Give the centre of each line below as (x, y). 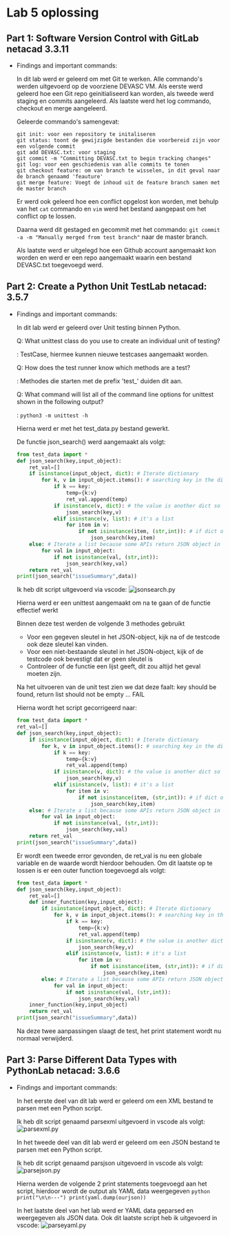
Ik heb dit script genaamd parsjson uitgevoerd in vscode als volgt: (110, 1163)
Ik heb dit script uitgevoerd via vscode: (72, 590)
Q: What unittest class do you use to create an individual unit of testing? (118, 340)
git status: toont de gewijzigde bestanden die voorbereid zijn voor (118, 140)
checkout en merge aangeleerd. (62, 108)
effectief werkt (37, 610)
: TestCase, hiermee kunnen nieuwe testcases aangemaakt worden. (113, 354)
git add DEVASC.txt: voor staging (66, 153)
